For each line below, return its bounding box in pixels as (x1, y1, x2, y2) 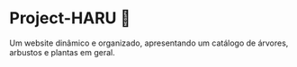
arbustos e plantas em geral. (9, 46, 115, 57)
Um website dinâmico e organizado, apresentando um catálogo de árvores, (9, 38, 289, 48)
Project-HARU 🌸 (9, 8, 131, 29)
